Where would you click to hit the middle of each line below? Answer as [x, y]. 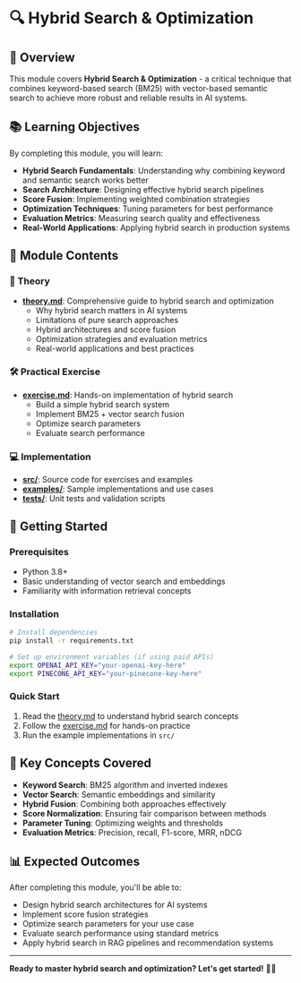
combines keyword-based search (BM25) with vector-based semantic [139, 88]
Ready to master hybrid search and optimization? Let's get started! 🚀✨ [143, 969]
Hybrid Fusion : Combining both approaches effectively [124, 804]
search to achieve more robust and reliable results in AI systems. [129, 98]
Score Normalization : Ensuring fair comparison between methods [144, 813]
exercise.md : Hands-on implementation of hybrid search [128, 395]
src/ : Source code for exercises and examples [107, 480]
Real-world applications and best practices [115, 348]
